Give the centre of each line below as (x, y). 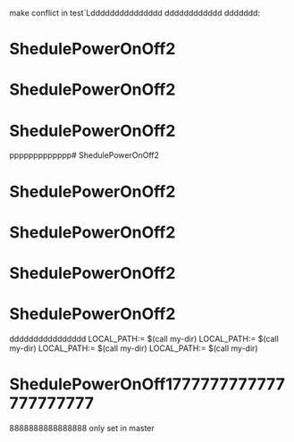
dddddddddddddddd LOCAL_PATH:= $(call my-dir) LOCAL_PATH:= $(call (144, 338)
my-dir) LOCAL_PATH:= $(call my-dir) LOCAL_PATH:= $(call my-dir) (134, 348)
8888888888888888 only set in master (82, 428)
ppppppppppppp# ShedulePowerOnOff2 (84, 155)
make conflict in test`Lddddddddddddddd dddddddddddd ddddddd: (135, 13)
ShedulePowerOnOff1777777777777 (147, 384)
